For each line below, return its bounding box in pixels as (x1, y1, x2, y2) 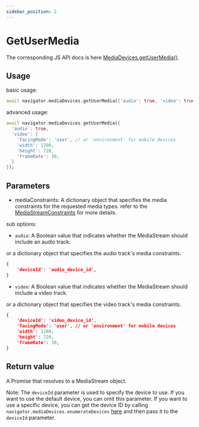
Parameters (6, 181, 50, 191)
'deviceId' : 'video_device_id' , (17, 317, 97, 323)
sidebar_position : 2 (6, 8, 57, 15)
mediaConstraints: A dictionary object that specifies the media (14, 196, 167, 203)
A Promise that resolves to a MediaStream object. (6, 377, 127, 384)
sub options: (6, 220, 37, 227)
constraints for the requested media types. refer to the (14, 203, 148, 210)
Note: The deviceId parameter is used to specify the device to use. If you (6, 389, 185, 396)
